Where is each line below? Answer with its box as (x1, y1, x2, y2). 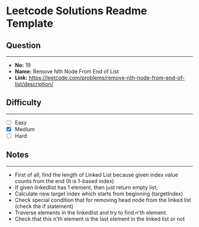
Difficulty (6, 98, 41, 108)
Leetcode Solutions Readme (6, 4, 147, 18)
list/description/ (14, 81, 53, 87)
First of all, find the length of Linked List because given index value (14, 171, 179, 178)
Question (6, 40, 41, 50)
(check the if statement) (14, 203, 74, 210)
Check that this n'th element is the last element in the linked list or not (14, 215, 185, 222)
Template (6, 17, 53, 30)
